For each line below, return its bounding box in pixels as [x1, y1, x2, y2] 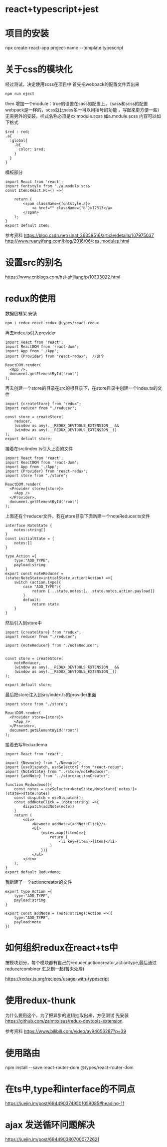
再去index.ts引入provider [5, 330, 56, 336]
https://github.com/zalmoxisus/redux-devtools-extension [5, 1018, 123, 1024]
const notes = [14, 786, 43, 791]
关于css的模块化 [5, 64, 73, 75]
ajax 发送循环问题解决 [5, 1119, 95, 1131]
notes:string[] [14, 527, 46, 533]
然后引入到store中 [5, 619, 42, 625]
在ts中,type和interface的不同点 [5, 1083, 136, 1095]
